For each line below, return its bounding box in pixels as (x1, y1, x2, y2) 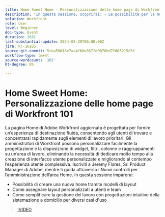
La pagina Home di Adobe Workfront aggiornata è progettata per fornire (5, 125, 151, 131)
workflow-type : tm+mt (5, 53, 50, 58)
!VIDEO (17, 207, 32, 213)
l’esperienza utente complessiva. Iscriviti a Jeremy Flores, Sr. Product (5, 161, 146, 167)
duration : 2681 (5, 35, 36, 40)
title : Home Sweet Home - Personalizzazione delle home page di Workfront (5, 7, 162, 12)
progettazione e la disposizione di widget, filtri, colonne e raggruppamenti (5, 146, 155, 152)
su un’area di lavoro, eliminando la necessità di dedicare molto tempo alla (5, 151, 153, 157)
